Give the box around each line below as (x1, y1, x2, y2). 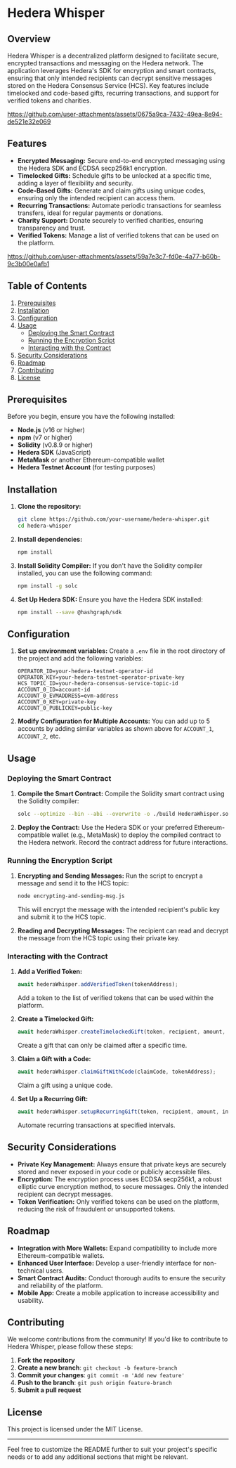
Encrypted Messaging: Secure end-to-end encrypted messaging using (17, 156, 225, 164)
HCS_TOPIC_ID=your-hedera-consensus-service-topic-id (17, 680, 178, 687)
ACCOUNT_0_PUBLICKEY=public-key (17, 705, 112, 712)
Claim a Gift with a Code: (17, 1055, 91, 1063)
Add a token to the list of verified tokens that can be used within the (17, 994, 214, 1002)
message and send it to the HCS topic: (17, 879, 129, 888)
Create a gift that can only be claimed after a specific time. (17, 1041, 188, 1050)
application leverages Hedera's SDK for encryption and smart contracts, (7, 67, 216, 74)
